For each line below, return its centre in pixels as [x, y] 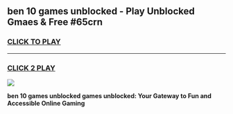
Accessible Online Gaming [46, 103]
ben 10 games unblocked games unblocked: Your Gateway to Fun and [109, 95]
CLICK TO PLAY [34, 42]
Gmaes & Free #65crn [55, 22]
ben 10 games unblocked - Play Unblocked [101, 11]
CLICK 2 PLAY [31, 68]
